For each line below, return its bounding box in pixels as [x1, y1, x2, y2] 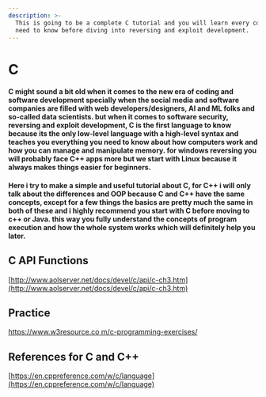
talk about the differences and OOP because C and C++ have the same [8, 189, 245, 198]
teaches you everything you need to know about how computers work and [8, 138, 258, 147]
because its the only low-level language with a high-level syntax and [8, 129, 239, 138]
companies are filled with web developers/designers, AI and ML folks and [8, 104, 255, 113]
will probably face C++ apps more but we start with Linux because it [8, 154, 237, 164]
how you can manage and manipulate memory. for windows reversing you [8, 146, 257, 155]
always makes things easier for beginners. [8, 163, 152, 172]
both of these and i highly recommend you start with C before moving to [8, 206, 250, 215]
